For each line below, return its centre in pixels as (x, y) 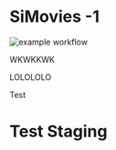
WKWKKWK (32, 59)
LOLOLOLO (31, 77)
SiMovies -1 (55, 17)
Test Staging (58, 131)
